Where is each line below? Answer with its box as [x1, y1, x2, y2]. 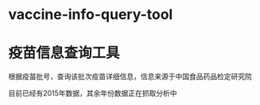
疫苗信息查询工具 [8, 44, 121, 62]
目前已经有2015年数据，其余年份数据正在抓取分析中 [8, 88, 177, 98]
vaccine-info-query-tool [8, 6, 173, 24]
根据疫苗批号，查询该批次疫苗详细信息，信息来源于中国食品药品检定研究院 [8, 72, 252, 81]
